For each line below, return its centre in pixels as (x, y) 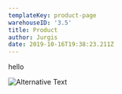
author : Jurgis (33, 37)
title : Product (33, 30)
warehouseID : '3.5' (40, 23)
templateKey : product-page (52, 15)
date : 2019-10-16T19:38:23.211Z (61, 45)
